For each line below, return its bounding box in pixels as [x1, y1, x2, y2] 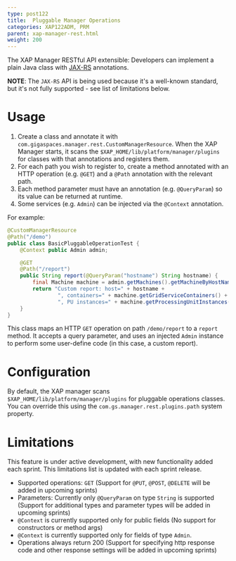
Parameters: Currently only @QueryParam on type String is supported [17, 493, 214, 502]
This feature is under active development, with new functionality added [7, 458, 214, 466]
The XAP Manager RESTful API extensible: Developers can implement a [7, 56, 214, 64]
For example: [7, 213, 46, 222]
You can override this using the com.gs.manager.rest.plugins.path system [7, 402, 223, 410]
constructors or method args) [17, 524, 103, 532]
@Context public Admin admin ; [20, 246, 109, 253]
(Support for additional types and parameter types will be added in [17, 501, 211, 510]
